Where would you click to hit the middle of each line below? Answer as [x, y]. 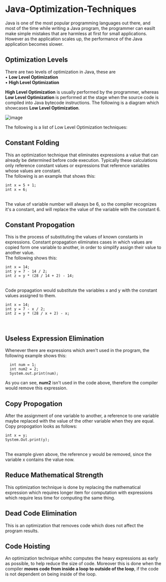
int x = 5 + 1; [21, 185]
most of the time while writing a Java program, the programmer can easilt [80, 28]
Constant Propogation [40, 225]
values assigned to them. [31, 296]
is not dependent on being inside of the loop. [51, 574]
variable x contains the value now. [40, 460]
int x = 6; [16, 189]
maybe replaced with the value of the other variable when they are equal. [80, 421]
